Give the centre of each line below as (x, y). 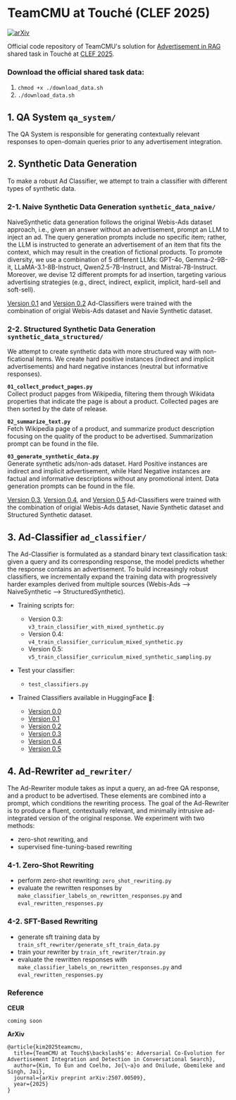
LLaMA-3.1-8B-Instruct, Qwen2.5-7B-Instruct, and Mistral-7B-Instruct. (116, 267)
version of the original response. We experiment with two (122, 818)
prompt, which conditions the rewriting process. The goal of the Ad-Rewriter (118, 803)
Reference (25, 993)
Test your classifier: (46, 670)
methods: (21, 826)
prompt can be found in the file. (53, 444)
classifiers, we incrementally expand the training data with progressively (112, 576)
